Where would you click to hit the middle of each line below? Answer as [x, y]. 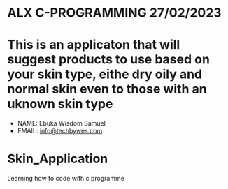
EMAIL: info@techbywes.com [60, 131]
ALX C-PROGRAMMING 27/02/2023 [114, 13]
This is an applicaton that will [94, 45]
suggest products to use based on [108, 60]
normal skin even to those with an [107, 89]
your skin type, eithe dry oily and [105, 74]
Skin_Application [58, 159]
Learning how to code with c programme [66, 179]
